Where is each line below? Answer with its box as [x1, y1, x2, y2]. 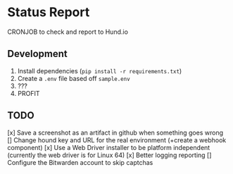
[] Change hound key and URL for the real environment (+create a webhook [7, 135, 227, 144]
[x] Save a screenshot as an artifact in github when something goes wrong [7, 128, 224, 137]
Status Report [7, 4, 90, 20]
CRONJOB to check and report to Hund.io [7, 27, 129, 36]
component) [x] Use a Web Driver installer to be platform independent [7, 143, 210, 151]
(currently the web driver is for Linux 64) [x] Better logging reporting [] [7, 151, 212, 159]
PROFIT [17, 89, 40, 97]
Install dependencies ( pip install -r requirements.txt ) [17, 66, 182, 75]
